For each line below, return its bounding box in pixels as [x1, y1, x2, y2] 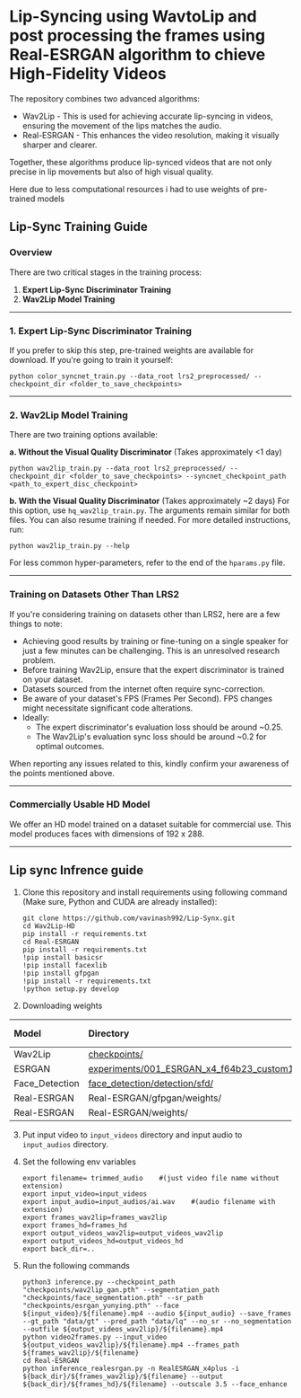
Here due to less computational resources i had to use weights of [9, 183, 250, 194]
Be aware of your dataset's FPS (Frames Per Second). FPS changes [21, 693, 273, 703]
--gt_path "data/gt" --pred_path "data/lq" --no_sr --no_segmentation [21, 1316, 292, 1326]
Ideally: [21, 712, 50, 722]
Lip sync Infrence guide [9, 863, 144, 878]
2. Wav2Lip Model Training [9, 409, 128, 421]
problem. [21, 654, 56, 666]
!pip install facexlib [21, 960, 107, 969]
